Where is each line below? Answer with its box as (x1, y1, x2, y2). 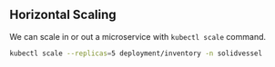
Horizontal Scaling (9, 7, 117, 23)
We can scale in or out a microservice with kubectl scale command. (9, 31, 267, 42)
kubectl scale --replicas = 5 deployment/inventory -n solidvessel (9, 49, 262, 58)
